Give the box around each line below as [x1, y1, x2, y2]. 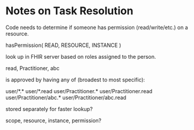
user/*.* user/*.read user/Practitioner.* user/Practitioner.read [5, 87, 153, 94]
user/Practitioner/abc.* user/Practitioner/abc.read [5, 94, 127, 101]
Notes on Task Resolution [5, 4, 134, 18]
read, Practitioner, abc [5, 64, 60, 72]
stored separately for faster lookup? [5, 105, 93, 112]
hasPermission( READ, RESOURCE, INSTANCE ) [5, 42, 122, 49]
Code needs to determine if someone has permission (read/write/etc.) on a [5, 24, 188, 31]
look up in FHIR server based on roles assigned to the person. [5, 53, 156, 60]
